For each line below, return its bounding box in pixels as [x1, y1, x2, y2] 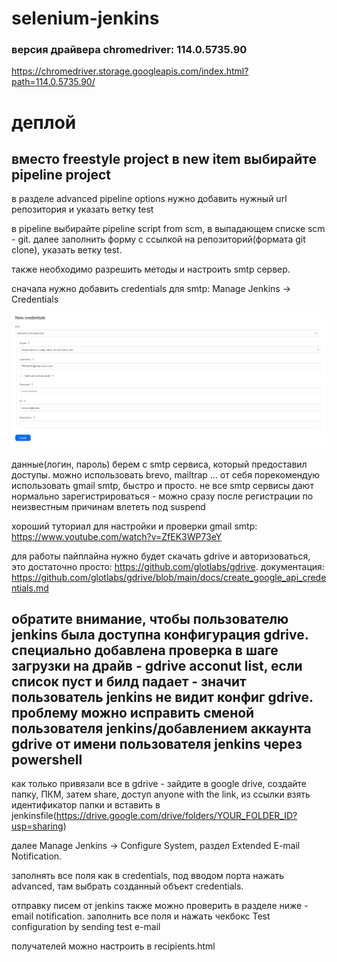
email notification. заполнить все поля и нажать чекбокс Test [11, 910, 271, 922]
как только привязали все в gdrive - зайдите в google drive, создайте [11, 778, 308, 790]
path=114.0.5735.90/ [11, 76, 96, 88]
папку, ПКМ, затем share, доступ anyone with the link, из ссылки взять [11, 788, 311, 801]
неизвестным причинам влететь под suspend [11, 500, 206, 512]
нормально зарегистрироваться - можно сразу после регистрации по [11, 490, 314, 502]
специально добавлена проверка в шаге [11, 642, 279, 659]
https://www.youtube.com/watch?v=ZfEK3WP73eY [11, 530, 223, 542]
